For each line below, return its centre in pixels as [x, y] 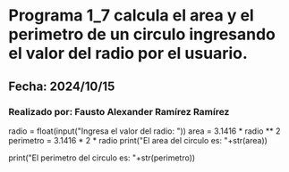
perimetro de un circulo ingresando [142, 34]
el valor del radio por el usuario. [128, 53]
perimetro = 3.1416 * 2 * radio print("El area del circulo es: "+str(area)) [138, 140]
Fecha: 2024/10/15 [62, 86]
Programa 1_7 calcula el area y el [131, 16]
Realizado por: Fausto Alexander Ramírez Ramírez [119, 111]
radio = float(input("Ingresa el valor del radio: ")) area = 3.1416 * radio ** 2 [144, 131]
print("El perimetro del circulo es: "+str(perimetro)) [102, 158]
